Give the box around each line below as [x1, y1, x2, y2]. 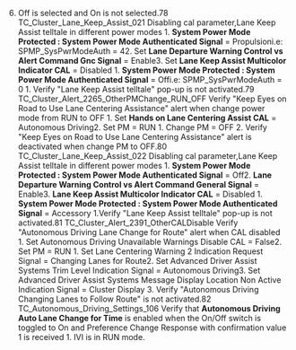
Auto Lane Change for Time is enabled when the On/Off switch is [17, 313, 262, 323]
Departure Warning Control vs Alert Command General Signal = [17, 179, 260, 189]
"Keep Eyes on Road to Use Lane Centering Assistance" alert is [17, 132, 253, 142]
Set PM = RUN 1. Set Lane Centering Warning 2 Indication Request [17, 246, 264, 257]
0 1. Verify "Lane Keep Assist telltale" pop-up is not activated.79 [17, 84, 255, 94]
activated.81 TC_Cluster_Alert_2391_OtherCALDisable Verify [17, 217, 239, 228]
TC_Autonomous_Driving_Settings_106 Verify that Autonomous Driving [17, 303, 281, 313]
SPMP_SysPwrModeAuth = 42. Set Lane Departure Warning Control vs [17, 46, 284, 57]
